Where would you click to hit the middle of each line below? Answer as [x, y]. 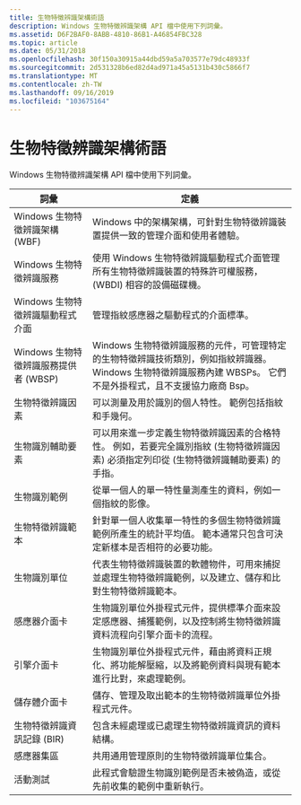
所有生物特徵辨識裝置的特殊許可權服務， [178, 272]
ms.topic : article [43, 43]
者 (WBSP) [36, 380]
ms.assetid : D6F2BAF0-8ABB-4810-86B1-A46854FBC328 [106, 34]
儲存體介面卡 [41, 703]
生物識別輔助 [41, 447]
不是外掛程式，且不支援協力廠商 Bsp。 [174, 386]
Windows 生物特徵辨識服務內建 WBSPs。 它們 [189, 372]
